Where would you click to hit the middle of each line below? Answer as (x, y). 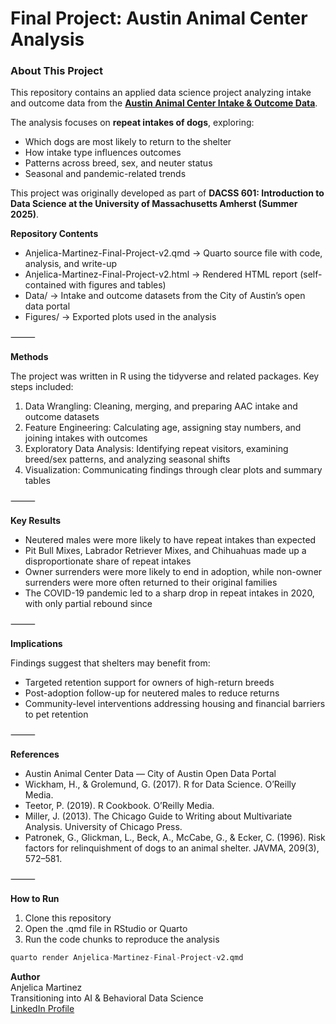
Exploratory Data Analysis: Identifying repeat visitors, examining (156, 449)
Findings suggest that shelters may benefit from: (110, 663)
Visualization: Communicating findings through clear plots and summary (173, 470)
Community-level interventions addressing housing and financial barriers (175, 704)
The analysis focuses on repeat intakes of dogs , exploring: (132, 123)
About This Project (56, 71)
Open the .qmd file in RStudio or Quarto (106, 929)
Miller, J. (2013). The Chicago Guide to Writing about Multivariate (158, 816)
